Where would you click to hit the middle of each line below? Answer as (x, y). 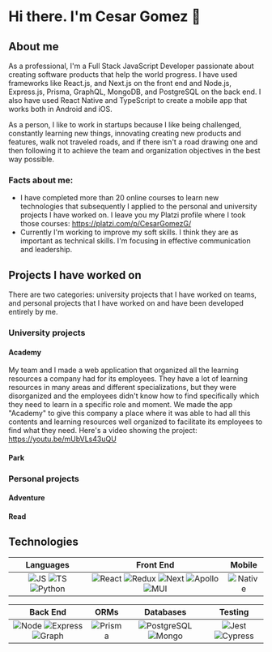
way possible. (32, 159)
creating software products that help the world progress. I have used (123, 75)
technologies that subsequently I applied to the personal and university (138, 207)
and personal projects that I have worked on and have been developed (126, 303)
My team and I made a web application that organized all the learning (123, 370)
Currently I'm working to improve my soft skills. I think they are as (129, 232)
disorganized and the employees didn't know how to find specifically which (134, 396)
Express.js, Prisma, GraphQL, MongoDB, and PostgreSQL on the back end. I (135, 92)
